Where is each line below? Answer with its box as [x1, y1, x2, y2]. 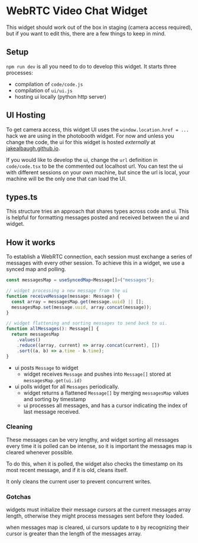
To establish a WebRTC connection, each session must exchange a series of [6, 253, 193, 261]
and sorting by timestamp [23, 395, 86, 402]
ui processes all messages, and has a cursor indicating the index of [23, 402, 188, 409]
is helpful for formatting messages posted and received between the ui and [6, 214, 190, 221]
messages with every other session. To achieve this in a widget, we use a [6, 259, 185, 266]
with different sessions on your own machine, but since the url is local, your [6, 168, 190, 175]
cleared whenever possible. [6, 448, 74, 456]
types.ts [6, 192, 38, 202]
